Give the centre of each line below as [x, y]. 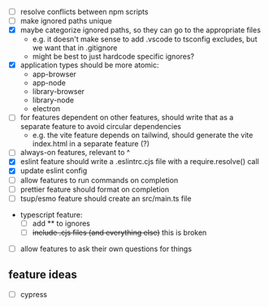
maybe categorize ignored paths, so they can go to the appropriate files [141, 30]
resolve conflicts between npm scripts [84, 12]
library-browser [59, 92]
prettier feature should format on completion [94, 189]
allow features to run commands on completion [99, 180]
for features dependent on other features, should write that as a [127, 118]
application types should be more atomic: [90, 65]
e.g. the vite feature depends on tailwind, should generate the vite [143, 135]
